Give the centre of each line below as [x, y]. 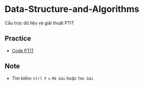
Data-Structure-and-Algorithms [72, 9]
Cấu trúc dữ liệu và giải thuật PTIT [39, 23]
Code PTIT [23, 50]
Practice [18, 39]
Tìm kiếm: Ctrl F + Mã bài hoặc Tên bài [53, 78]
